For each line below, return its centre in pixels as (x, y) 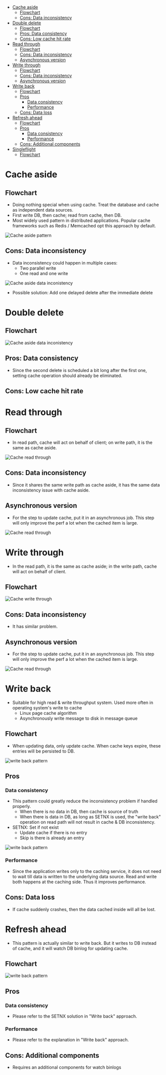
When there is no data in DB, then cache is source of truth (79, 811)
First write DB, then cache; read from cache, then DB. (67, 215)
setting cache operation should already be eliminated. (67, 376)
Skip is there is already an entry (52, 838)
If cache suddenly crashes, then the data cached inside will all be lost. (84, 909)
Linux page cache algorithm (48, 713)
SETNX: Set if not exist (35, 827)
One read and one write (44, 273)
